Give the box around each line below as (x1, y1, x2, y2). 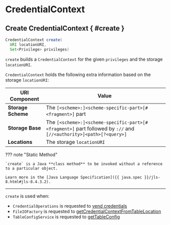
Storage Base (8, 124, 41, 131)
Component (10, 95, 39, 103)
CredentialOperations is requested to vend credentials (12, 203, 127, 209)
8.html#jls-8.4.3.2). (5, 179, 51, 184)
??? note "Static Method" (5, 152, 58, 158)
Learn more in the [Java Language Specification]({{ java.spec (5, 174, 142, 180)
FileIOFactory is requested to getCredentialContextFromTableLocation (12, 208, 161, 214)
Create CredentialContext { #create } (5, 24, 125, 33)
